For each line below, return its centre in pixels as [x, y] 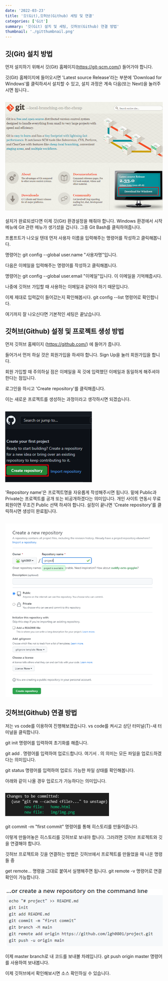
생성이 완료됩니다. [40, 511]
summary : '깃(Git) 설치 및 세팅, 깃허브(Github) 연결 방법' [62, 27]
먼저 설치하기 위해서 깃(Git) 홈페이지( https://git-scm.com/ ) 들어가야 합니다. [79, 67]
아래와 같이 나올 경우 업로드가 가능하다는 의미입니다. [56, 781]
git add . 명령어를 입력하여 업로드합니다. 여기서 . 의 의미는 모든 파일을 [73, 753]
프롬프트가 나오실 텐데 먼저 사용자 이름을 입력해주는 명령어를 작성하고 [72, 238]
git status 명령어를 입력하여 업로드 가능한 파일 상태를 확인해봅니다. [70, 770]
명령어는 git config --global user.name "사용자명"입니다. [61, 255]
